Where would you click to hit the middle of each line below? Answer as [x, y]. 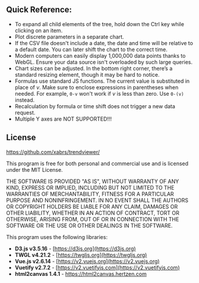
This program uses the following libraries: [57, 237]
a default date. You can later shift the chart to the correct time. [91, 49]
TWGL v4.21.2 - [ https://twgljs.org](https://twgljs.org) [81, 254]
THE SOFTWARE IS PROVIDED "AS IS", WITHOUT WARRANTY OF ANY [93, 181]
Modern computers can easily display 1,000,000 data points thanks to [100, 55]
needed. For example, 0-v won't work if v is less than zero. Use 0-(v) [99, 93]
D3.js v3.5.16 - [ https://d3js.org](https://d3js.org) [75, 249]
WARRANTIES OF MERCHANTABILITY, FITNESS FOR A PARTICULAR [90, 194]
